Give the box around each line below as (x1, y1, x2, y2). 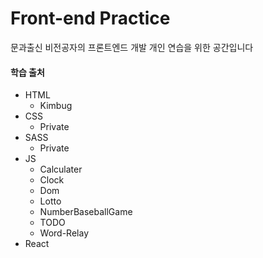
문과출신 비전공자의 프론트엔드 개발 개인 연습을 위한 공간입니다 (10, 41, 254, 53)
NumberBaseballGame (39, 206, 133, 218)
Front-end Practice (10, 7, 171, 30)
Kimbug (39, 100, 73, 112)
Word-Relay (39, 227, 90, 239)
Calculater (39, 163, 83, 176)
